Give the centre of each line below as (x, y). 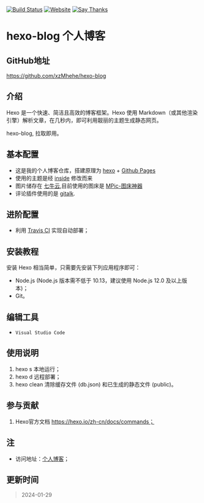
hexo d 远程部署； (38, 377)
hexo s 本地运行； (38, 369)
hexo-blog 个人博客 (56, 36)
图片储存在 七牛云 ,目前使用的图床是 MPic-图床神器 (79, 186)
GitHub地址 (28, 60)
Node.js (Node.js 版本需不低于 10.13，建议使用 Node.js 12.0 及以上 (99, 281)
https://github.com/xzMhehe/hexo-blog (56, 76)
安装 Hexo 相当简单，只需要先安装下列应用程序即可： (74, 267)
